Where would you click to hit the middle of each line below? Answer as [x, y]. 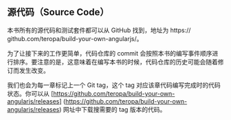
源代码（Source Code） [58, 12]
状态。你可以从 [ [30, 93]
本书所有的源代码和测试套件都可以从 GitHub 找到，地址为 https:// [99, 30]
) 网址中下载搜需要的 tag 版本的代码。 [113, 109]
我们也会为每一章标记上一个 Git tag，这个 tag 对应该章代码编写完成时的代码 [114, 85]
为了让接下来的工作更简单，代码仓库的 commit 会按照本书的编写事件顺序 [110, 53]
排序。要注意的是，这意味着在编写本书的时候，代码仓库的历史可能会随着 [115, 62]
